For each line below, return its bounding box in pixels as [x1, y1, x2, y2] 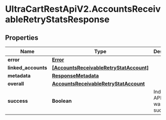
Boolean [51, 97, 72, 104]
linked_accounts [7, 64, 47, 71]
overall [7, 80, 24, 87]
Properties [5, 33, 39, 42]
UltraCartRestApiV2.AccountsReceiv [5, 3, 161, 15]
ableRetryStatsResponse [5, 14, 110, 25]
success [7, 97, 28, 104]
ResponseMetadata [51, 72, 99, 79]
